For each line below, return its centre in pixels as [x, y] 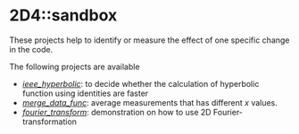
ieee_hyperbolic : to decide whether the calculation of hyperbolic [141, 83]
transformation [50, 122]
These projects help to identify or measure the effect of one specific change [149, 40]
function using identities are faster [85, 93]
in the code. [31, 49]
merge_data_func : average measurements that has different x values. [150, 102]
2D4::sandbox [63, 16]
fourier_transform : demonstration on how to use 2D [116, 112]
